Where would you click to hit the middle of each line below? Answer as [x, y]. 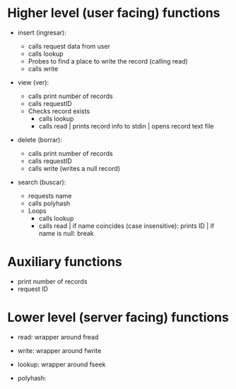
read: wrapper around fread [58, 337]
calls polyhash [49, 203]
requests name [50, 196]
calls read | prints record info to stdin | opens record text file [126, 126]
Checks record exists [59, 111]
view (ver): [33, 82]
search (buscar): [42, 182]
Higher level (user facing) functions [114, 13]
